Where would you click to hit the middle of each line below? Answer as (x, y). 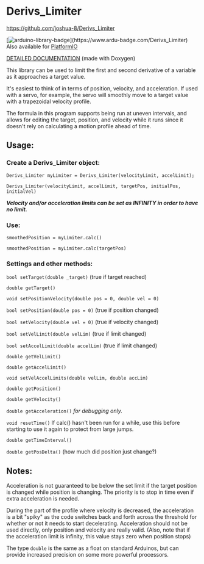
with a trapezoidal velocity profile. (49, 101)
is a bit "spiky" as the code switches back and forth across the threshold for (102, 517)
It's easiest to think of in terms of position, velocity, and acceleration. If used (102, 88)
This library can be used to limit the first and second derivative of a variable (101, 70)
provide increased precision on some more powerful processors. (88, 555)
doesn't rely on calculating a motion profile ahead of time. (79, 126)
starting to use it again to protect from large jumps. (70, 429)
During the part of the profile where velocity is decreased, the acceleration (100, 510)
